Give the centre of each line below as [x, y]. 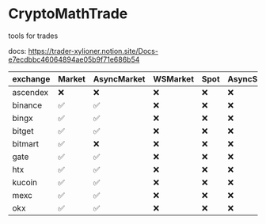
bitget [23, 131]
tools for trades [33, 36]
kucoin [25, 182]
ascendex [30, 92]
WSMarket [173, 78]
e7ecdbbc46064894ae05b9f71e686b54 [74, 59]
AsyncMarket [119, 78]
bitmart [26, 143]
